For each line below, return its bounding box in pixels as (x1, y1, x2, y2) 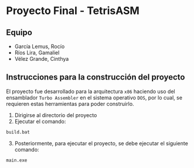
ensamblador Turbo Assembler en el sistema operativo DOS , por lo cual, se (6, 94, 183, 101)
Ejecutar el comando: (14, 118, 66, 125)
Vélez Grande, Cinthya (14, 56, 69, 62)
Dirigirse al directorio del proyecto (14, 111, 97, 118)
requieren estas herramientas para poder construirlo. (6, 100, 134, 107)
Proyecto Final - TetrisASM (6, 4, 139, 18)
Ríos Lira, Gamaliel (14, 49, 60, 56)
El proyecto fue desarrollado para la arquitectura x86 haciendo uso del (6, 88, 175, 95)
